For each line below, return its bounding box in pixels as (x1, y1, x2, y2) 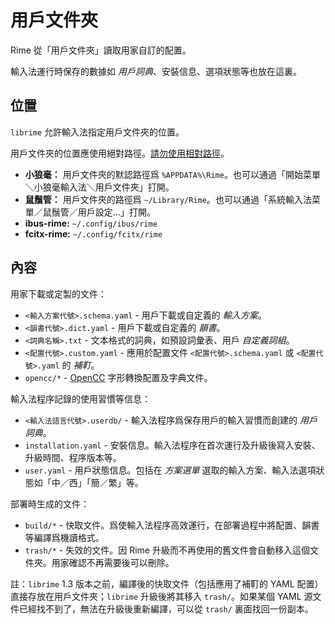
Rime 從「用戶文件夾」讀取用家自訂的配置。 (10, 44, 192, 56)
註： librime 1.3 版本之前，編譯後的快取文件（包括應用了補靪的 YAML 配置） (10, 577, 324, 590)
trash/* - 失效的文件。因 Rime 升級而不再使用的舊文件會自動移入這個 (24, 544, 310, 556)
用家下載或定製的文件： (10, 287, 107, 300)
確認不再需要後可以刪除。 (68, 556, 175, 568)
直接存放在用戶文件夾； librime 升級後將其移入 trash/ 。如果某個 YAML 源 (10, 590, 313, 602)
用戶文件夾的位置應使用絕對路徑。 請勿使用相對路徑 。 (10, 147, 230, 159)
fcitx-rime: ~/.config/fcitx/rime (24, 227, 163, 240)
